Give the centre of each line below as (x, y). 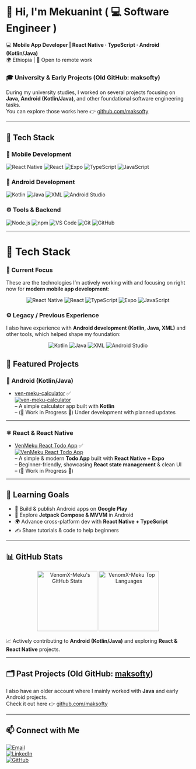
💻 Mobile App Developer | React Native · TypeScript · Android (83, 44)
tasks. (13, 105)
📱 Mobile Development (39, 154)
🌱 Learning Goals (38, 495)
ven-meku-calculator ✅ (43, 393)
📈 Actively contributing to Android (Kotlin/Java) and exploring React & (92, 640)
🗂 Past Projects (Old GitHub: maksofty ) (80, 674)
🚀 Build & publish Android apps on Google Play (71, 509)
